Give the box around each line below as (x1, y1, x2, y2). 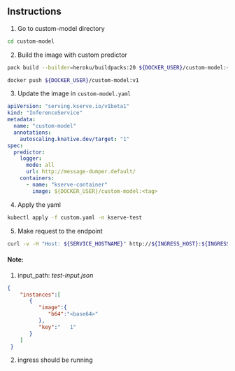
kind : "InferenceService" (7, 109, 83, 116)
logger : (20, 155, 42, 162)
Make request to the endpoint (17, 227, 103, 235)
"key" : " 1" (38, 323, 77, 330)
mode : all (25, 161, 55, 169)
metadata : (7, 116, 36, 123)
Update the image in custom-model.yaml (17, 89, 131, 97)
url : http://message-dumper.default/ (25, 168, 136, 175)
